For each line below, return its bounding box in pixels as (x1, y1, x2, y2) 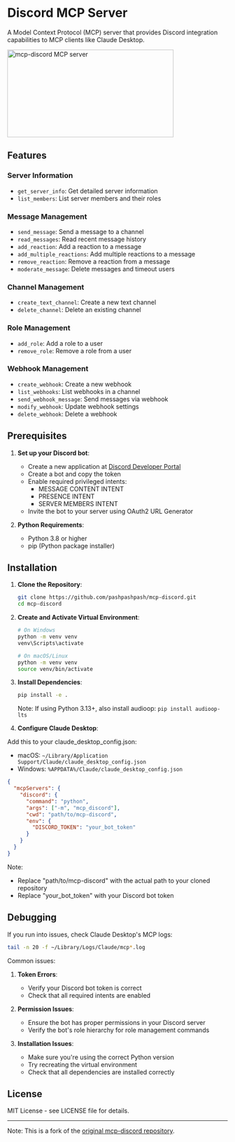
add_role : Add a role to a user (17, 339, 104, 348)
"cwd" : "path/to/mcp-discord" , (25, 811, 117, 818)
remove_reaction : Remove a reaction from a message (17, 257, 171, 266)
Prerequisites (7, 430, 67, 442)
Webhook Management (7, 364, 89, 374)
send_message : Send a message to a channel (17, 227, 144, 236)
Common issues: (7, 956, 56, 965)
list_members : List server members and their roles (17, 194, 162, 203)
